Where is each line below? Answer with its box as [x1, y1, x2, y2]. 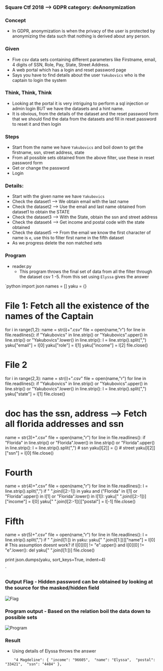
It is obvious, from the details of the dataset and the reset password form [12, 111, 159, 116]
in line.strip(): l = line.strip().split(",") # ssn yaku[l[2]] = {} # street [5, 445, 135, 451]
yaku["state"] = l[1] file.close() [5, 391, 66, 397]
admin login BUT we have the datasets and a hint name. [12, 105, 124, 111]
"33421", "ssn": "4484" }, [5, 662, 62, 667]
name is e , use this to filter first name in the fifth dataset [12, 235, 124, 241]
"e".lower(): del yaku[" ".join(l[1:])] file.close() [5, 547, 95, 553]
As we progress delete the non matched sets [12, 240, 102, 246]
